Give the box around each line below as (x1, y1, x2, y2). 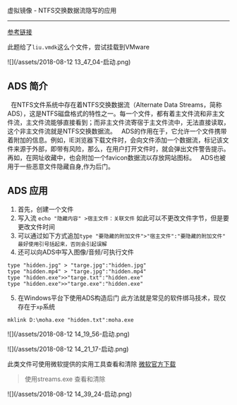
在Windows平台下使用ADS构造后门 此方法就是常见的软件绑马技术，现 (17, 294, 220, 302)
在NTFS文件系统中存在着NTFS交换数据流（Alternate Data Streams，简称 (10, 100, 222, 109)
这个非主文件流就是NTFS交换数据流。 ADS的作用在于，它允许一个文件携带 (7, 126, 227, 135)
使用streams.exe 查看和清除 (24, 375, 106, 383)
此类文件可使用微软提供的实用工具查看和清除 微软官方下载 (7, 359, 176, 368)
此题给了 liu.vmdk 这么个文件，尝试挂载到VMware (7, 43, 150, 51)
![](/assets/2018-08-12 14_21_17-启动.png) (7, 344, 129, 353)
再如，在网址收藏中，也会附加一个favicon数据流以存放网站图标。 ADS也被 (7, 153, 226, 162)
